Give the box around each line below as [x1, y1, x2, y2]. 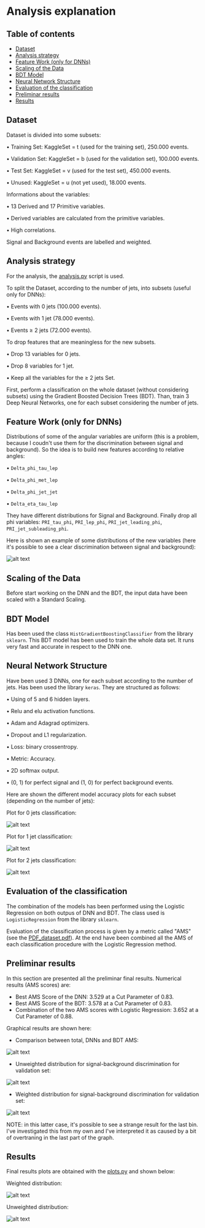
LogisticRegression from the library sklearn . [6, 916, 119, 923]
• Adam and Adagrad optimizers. [6, 719, 90, 727]
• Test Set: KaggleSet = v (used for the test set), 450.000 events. [6, 167, 171, 174]
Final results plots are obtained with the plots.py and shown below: [6, 1168, 176, 1175]
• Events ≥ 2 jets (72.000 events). [6, 326, 92, 334]
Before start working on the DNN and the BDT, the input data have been [6, 589, 188, 597]
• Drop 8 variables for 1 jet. [6, 362, 75, 369]
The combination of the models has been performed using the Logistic [6, 902, 185, 909]
